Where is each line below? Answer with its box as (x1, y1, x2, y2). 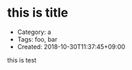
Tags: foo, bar (17, 35, 58, 43)
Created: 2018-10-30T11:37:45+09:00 (17, 42, 126, 51)
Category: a (17, 28, 51, 36)
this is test (7, 55, 37, 64)
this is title (7, 5, 68, 21)
